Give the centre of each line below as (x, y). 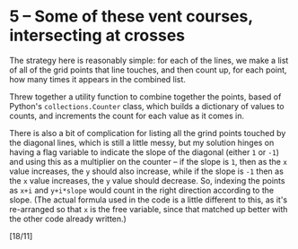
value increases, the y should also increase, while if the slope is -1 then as (147, 171)
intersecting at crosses (97, 35)
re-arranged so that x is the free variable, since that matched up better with (149, 209)
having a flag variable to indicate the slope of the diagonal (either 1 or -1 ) (145, 152)
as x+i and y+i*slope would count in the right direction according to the (142, 190)
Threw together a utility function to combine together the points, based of (145, 97)
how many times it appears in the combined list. (98, 79)
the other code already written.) (68, 219)
